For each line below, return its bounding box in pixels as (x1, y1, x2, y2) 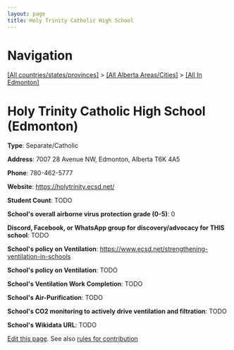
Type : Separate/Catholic (7, 141, 79, 150)
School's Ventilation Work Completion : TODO (7, 280, 143, 288)
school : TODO (7, 231, 49, 240)
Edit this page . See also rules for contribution (7, 334, 139, 343)
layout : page (7, 10, 46, 18)
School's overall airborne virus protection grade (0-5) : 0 (7, 210, 175, 218)
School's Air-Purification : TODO (7, 293, 104, 302)
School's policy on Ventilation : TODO (7, 266, 118, 274)
